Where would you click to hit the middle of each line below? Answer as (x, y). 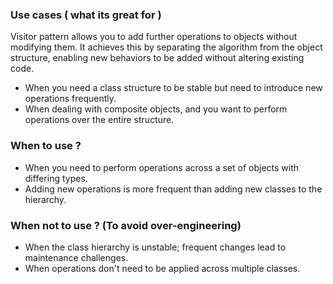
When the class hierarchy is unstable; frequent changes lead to (155, 247)
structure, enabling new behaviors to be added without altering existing (157, 58)
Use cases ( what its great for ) (86, 15)
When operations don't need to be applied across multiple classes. (162, 268)
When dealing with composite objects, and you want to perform (156, 109)
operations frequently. (70, 99)
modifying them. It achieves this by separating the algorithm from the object (166, 47)
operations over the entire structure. (99, 120)
